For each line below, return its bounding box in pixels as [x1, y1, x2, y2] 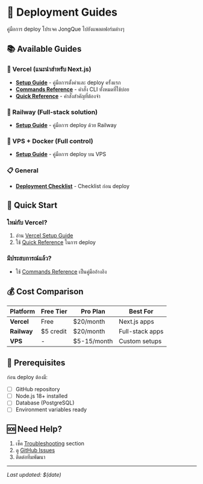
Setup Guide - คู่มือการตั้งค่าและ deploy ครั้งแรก [15, 78, 121, 86]
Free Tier [40, 307, 68, 316]
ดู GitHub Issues [15, 447, 55, 454]
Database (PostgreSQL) [15, 399, 75, 406]
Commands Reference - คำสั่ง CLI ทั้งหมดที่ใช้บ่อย [15, 86, 130, 93]
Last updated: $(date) [7, 471, 62, 479]
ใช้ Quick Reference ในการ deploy [15, 239, 96, 246]
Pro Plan [81, 307, 105, 316]
